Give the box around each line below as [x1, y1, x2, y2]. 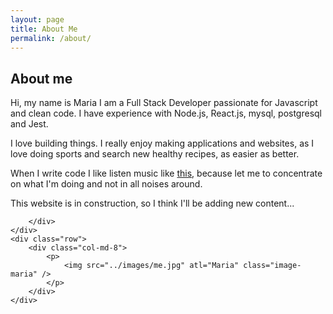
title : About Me [10, 24, 78, 34]
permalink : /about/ [10, 33, 92, 43]
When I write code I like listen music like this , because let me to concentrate [10, 167, 323, 180]
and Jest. [10, 118, 49, 130]
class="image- [243, 261, 302, 271]
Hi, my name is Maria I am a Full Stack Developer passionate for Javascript [10, 97, 318, 109]
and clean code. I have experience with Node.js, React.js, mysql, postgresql [10, 107, 322, 120]
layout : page [10, 14, 65, 25]
